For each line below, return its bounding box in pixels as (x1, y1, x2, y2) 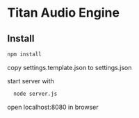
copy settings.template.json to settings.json (7, 63, 132, 71)
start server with (7, 76, 54, 85)
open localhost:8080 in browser (7, 103, 99, 111)
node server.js (13, 90, 58, 97)
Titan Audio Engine (7, 5, 120, 21)
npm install (7, 51, 42, 58)
